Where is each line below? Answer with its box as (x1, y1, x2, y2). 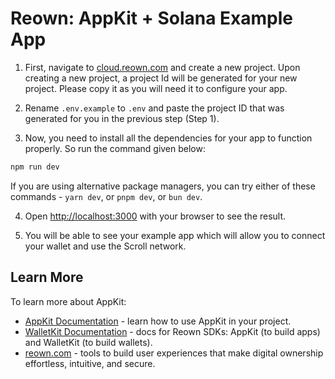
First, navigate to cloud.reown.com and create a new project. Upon (24, 61, 301, 73)
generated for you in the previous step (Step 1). (24, 112, 220, 124)
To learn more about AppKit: (10, 295, 127, 307)
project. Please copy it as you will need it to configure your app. (24, 82, 288, 94)
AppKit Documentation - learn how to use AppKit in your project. (24, 315, 292, 327)
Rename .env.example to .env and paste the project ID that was (24, 102, 285, 114)
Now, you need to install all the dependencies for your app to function (24, 132, 313, 144)
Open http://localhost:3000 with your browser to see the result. (24, 210, 287, 222)
